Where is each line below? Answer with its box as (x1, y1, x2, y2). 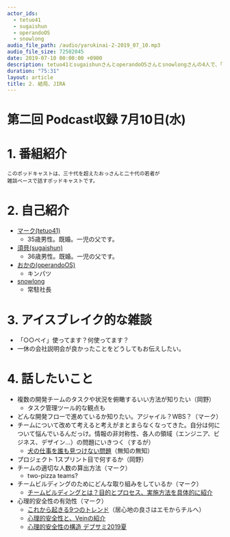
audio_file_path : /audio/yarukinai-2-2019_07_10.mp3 (7, 42, 161, 49)
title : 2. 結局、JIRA (7, 80, 66, 87)
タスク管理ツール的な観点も (27, 404, 106, 412)
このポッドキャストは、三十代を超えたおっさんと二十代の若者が (7, 170, 160, 177)
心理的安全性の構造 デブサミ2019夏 (27, 523, 127, 531)
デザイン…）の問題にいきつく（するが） (40, 438, 155, 446)
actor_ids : (7, 10, 38, 17)
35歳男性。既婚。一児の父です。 (27, 235, 118, 244)
